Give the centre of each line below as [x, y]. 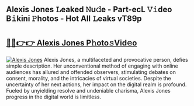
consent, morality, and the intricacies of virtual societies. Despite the [89, 78]
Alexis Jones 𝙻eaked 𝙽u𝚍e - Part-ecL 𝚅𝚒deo [89, 10]
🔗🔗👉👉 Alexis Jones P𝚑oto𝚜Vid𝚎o [72, 43]
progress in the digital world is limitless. [53, 97]
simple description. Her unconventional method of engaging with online [92, 66]
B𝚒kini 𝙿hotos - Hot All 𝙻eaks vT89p [74, 19]
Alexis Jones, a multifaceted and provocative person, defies [116, 60]
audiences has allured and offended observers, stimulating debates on [91, 72]
